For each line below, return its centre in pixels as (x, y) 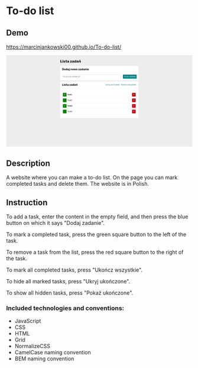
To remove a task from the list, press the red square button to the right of (95, 252)
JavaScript (28, 321)
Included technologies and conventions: (65, 308)
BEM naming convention (44, 359)
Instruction (27, 202)
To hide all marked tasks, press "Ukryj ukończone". (68, 281)
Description (28, 163)
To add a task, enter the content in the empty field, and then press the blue (97, 217)
